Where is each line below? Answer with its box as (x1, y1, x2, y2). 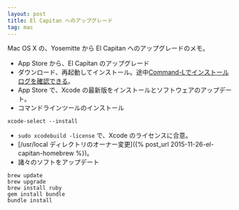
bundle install (7, 197, 53, 204)
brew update (7, 172, 43, 179)
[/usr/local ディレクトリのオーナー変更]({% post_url (17, 140, 169, 149)
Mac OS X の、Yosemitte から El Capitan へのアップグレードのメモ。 (7, 44, 209, 53)
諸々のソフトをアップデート (17, 158, 100, 167)
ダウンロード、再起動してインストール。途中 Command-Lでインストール (17, 68, 230, 77)
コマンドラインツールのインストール (17, 104, 125, 112)
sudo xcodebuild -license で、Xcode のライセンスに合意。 (17, 131, 192, 140)
